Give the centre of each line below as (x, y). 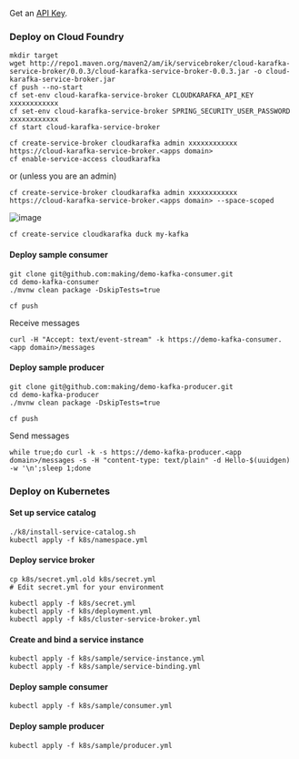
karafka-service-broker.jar (63, 80)
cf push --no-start (46, 87)
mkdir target (34, 56)
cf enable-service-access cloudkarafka (85, 159)
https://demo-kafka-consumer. (225, 339)
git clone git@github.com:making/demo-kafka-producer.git (121, 386)
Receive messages (45, 323)
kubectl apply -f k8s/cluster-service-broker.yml (105, 620)
